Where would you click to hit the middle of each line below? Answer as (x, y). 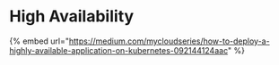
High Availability (72, 16)
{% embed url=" (39, 41)
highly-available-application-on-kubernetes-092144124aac (119, 50)
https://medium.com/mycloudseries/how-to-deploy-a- (170, 41)
